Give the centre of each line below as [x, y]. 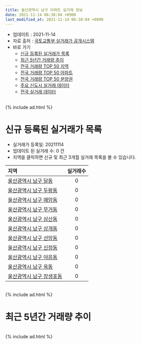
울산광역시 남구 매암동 [33, 200]
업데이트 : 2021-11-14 [34, 35]
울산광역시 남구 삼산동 [33, 219]
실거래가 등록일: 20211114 [38, 145]
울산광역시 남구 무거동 [33, 210]
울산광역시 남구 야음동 [33, 257]
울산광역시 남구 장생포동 [35, 276]
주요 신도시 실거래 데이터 [45, 85]
